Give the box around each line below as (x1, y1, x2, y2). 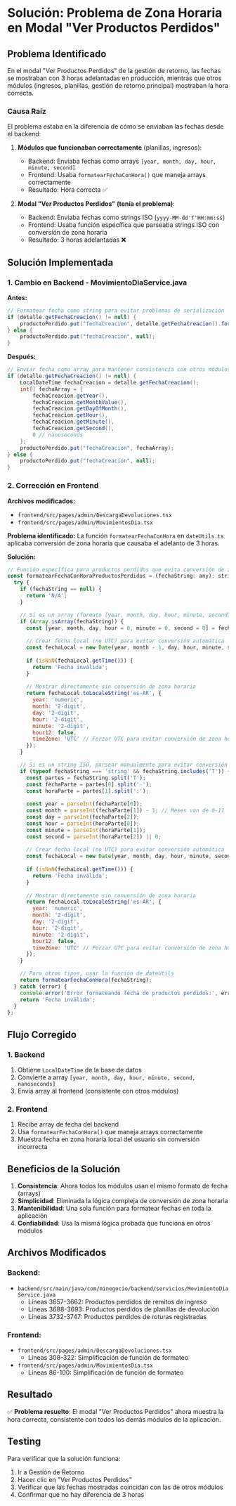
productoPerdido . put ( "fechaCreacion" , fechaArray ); (20, 444, 174, 451)
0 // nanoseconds (32, 431, 83, 439)
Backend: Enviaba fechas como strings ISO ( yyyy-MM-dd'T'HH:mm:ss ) (27, 213, 225, 222)
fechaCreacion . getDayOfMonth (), (32, 405, 128, 413)
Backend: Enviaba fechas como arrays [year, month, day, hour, (27, 157, 216, 166)
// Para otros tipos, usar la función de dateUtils (20, 970, 174, 978)
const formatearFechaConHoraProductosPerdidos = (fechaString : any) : (7, 573, 216, 580)
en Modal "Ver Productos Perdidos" (7, 20, 221, 36)
